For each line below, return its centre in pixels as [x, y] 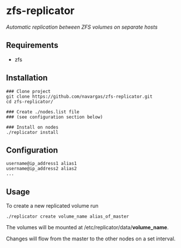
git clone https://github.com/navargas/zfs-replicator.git [79, 97]
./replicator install [32, 132]
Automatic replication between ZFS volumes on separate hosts [82, 27]
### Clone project [28, 91]
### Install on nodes [32, 127]
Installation [27, 78]
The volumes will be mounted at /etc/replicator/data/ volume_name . [88, 228]
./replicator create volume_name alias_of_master [68, 217]
